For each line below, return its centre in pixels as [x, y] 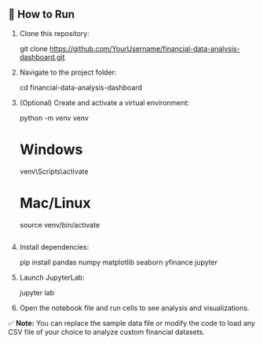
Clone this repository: [54, 33]
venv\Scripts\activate [54, 171]
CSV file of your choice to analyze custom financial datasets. [107, 331]
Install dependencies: [54, 247]
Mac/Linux [55, 203]
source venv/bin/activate [60, 225]
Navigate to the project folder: [68, 72]
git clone [34, 49]
